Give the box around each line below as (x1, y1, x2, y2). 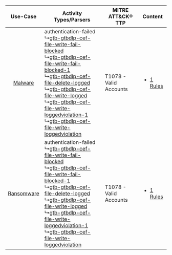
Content (142, 13, 163, 20)
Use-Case (10, 13, 37, 20)
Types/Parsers (53, 16, 91, 23)
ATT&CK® (108, 13, 133, 20)
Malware (13, 79, 34, 86)
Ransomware (8, 190, 39, 197)
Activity (62, 10, 82, 17)
